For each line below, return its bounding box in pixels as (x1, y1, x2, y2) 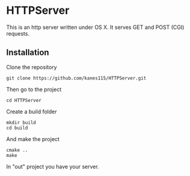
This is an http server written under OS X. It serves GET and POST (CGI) (6, 24, 185, 31)
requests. (6, 30, 30, 37)
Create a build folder (6, 108, 57, 115)
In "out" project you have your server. (6, 163, 99, 170)
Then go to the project (6, 86, 62, 93)
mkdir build (6, 119, 36, 125)
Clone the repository (6, 63, 57, 71)
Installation (6, 48, 49, 58)
